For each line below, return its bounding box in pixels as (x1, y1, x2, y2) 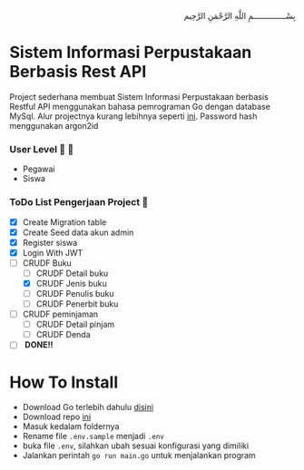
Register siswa (22, 237, 78, 248)
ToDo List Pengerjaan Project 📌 (9, 196, 149, 209)
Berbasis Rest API (9, 62, 147, 83)
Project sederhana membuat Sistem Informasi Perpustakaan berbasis (9, 91, 270, 102)
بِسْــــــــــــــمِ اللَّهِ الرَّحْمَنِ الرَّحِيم (183, 11, 296, 21)
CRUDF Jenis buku (35, 278, 107, 289)
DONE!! (25, 339, 54, 350)
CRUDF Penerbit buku (35, 299, 119, 309)
